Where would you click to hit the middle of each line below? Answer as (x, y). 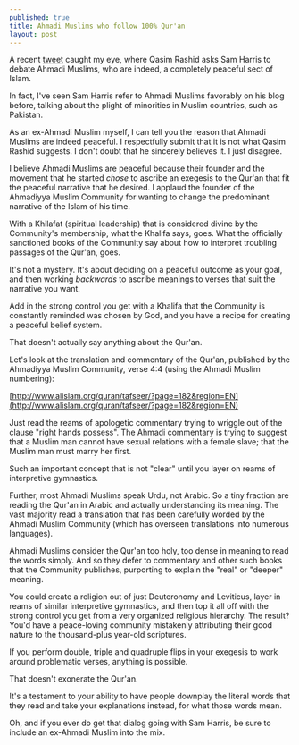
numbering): (32, 379)
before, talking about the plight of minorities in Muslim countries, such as (144, 106)
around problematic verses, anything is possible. (99, 662)
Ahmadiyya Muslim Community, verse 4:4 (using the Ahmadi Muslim (135, 369)
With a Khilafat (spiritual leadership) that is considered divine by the (134, 224)
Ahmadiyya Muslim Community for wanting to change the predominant (139, 197)
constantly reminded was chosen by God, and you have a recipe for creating (150, 316)
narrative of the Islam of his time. (70, 207)
